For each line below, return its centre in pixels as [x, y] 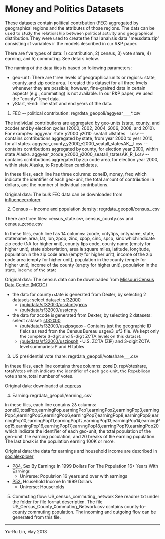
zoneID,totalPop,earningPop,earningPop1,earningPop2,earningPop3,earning [82, 410]
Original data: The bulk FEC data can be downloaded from [64, 194]
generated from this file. [37, 517]
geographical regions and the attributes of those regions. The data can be [80, 28]
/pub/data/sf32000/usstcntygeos [53, 304]
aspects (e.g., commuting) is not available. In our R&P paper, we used [82, 93]
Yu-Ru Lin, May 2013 [26, 531]
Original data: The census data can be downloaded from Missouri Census [80, 279]
